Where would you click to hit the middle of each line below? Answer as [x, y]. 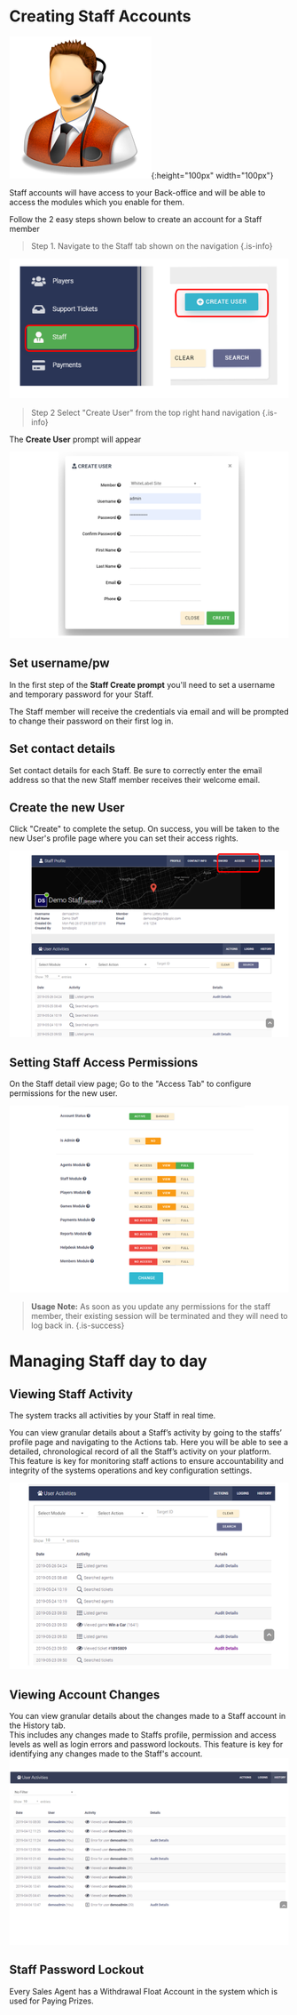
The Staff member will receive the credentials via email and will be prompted [149, 711]
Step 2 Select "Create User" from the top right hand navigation [145, 412]
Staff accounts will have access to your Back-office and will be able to [137, 192]
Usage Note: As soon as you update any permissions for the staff [151, 1307]
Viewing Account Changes [85, 1695]
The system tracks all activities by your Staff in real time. [113, 1416]
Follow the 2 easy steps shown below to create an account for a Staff [136, 219]
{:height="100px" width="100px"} [212, 175]
